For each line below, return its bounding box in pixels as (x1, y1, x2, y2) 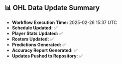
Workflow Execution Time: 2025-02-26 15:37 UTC (11, 19, 118, 25)
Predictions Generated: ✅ (11, 41, 66, 47)
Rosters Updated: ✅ (11, 36, 54, 42)
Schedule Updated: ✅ (11, 24, 58, 30)
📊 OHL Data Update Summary (4, 3, 100, 12)
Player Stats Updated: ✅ (11, 30, 63, 36)
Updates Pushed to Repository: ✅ (11, 52, 83, 58)
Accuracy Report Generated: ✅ (11, 47, 78, 53)
